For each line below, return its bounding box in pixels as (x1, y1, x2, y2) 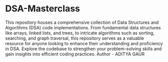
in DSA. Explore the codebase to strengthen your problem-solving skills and (5, 46, 162, 52)
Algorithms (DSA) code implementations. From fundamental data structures (5, 24, 161, 30)
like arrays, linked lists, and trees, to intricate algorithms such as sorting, (5, 30, 154, 36)
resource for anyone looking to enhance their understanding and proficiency (5, 40, 163, 46)
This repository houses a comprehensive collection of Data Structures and (5, 19, 159, 25)
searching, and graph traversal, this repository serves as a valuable (5, 35, 144, 41)
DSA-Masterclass (5, 3, 80, 14)
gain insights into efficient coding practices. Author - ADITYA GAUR (5, 51, 145, 57)
